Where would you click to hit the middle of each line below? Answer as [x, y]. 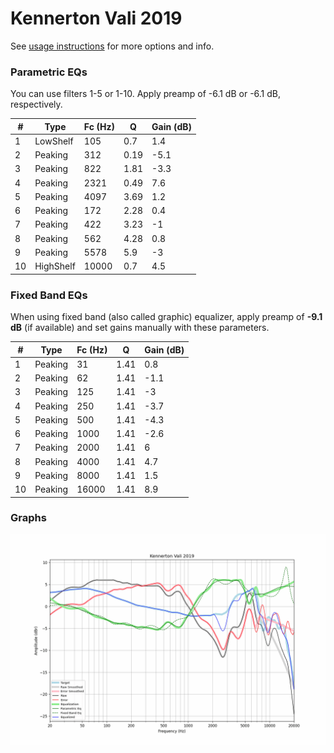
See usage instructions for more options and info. [112, 46]
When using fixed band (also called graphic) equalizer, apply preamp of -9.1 [166, 317]
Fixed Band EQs [49, 295]
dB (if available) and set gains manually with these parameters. [140, 328]
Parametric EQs [49, 72]
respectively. [36, 104]
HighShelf [55, 266]
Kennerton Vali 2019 [96, 18]
